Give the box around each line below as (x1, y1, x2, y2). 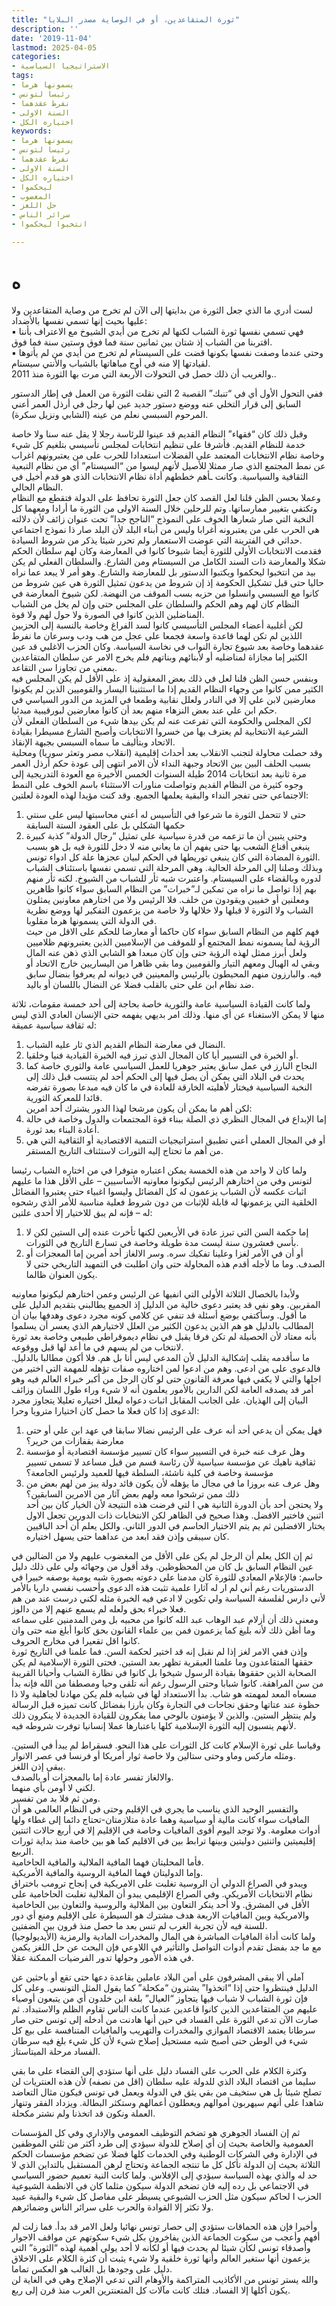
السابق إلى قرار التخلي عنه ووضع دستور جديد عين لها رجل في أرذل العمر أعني (11, 397, 302, 410)
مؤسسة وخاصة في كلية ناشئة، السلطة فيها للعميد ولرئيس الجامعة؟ (25, 1466, 274, 1478)
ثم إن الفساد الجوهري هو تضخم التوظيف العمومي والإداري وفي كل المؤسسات (11, 2126, 301, 2138)
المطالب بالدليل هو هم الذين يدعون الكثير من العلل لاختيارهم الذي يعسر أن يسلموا (11, 1319, 314, 1331)
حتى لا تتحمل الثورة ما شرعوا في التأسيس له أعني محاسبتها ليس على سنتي (25, 808, 307, 820)
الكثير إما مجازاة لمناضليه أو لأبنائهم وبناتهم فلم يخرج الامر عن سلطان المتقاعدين (11, 651, 308, 663)
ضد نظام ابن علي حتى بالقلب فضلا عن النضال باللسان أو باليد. (25, 978, 255, 990)
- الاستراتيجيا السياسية (11, 61, 111, 71)
